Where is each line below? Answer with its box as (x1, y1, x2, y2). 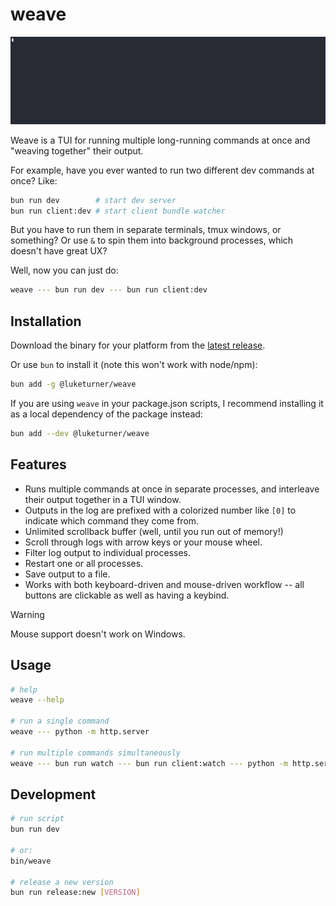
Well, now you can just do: (10, 264, 119, 277)
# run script (10, 814, 65, 824)
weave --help (10, 695, 65, 705)
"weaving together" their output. (10, 144, 144, 157)
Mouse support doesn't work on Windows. (10, 628, 186, 640)
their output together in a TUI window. (24, 493, 182, 505)
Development (10, 786, 97, 803)
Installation (10, 313, 82, 330)
